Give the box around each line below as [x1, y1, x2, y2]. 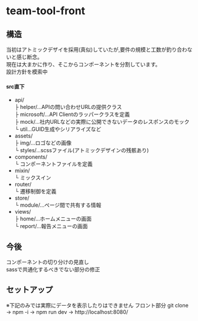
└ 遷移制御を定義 [14, 188, 57, 195]
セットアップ [6, 285, 53, 295]
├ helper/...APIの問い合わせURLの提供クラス [14, 104, 122, 111]
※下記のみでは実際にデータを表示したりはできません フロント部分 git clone [6, 301, 189, 309]
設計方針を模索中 [6, 68, 48, 75]
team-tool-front [6, 4, 86, 18]
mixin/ [14, 167, 30, 174]
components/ [14, 153, 48, 160]
